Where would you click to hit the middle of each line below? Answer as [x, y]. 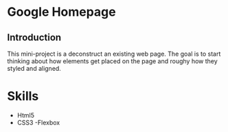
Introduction [34, 37]
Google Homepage [61, 12]
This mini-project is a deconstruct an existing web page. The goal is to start [114, 54]
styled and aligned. [34, 68]
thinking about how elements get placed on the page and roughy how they [112, 61]
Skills [23, 96]
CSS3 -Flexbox [38, 122]
